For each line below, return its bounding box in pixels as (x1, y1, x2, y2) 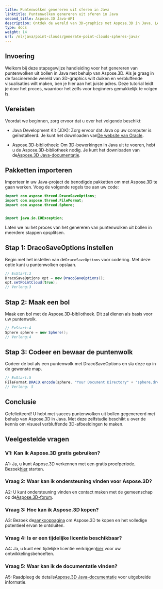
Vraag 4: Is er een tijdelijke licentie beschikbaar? (5, 535, 122, 541)
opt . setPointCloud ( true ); (5, 280, 57, 285)
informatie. (5, 579, 27, 585)
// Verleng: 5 (5, 385, 34, 389)
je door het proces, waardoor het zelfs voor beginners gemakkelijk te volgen (5, 85, 158, 91)
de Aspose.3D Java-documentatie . (12, 152, 81, 158)
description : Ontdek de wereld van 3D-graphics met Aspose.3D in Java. (5, 20, 153, 26)
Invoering (5, 52, 35, 61)
